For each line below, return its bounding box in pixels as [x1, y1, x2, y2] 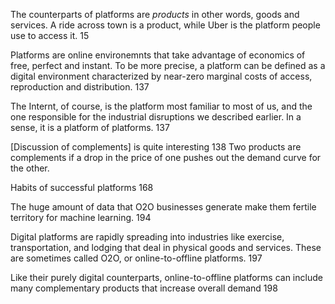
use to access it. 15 [10, 30, 90, 41]
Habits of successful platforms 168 [10, 182, 154, 193]
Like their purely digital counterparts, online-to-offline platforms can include [10, 272, 323, 283]
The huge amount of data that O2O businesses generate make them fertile [10, 201, 317, 213]
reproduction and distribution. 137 [10, 81, 150, 93]
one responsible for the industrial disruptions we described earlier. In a [10, 111, 302, 123]
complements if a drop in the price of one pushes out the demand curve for [10, 152, 322, 163]
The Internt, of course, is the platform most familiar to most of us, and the [10, 100, 313, 112]
